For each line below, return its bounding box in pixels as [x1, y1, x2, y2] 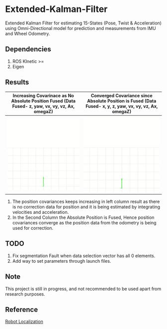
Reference [5, 306, 38, 314]
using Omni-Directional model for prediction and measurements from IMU [5, 25, 156, 31]
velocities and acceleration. [12, 209, 69, 215]
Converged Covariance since [91, 93, 153, 99]
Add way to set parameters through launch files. [12, 258, 111, 264]
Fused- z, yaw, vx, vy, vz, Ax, [12, 103, 75, 109]
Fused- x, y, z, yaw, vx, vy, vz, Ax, [85, 103, 158, 109]
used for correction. [12, 225, 54, 231]
